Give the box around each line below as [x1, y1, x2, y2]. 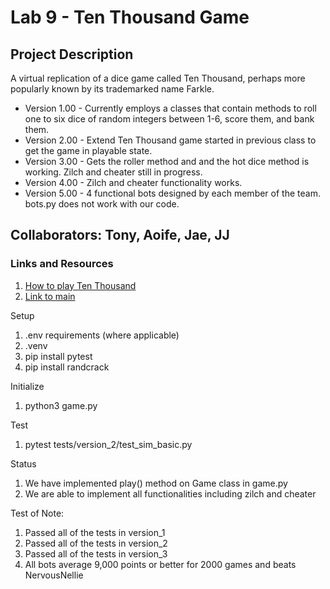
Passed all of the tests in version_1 [24, 526, 166, 538]
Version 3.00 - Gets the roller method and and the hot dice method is [24, 156, 310, 167]
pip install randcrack [24, 361, 110, 373]
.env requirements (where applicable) [24, 329, 180, 341]
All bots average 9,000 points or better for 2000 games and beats [24, 558, 297, 570]
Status [10, 457, 37, 470]
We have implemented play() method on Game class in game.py [24, 477, 288, 489]
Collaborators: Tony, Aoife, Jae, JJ [10, 227, 230, 244]
